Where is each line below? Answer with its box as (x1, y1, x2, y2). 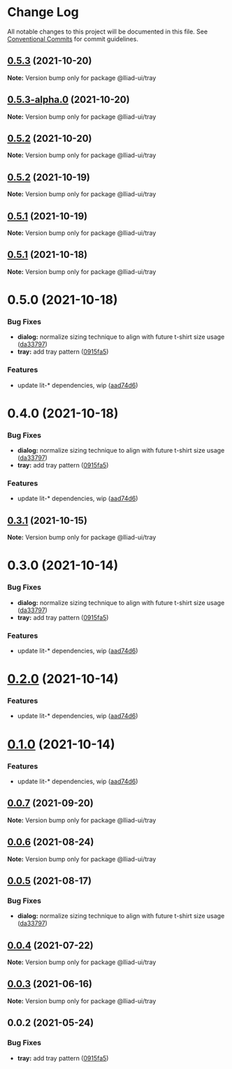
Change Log (7, 4, 79, 20)
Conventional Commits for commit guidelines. (7, 34, 138, 43)
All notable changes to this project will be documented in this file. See (7, 27, 208, 36)
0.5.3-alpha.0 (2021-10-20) (7, 94, 131, 106)
